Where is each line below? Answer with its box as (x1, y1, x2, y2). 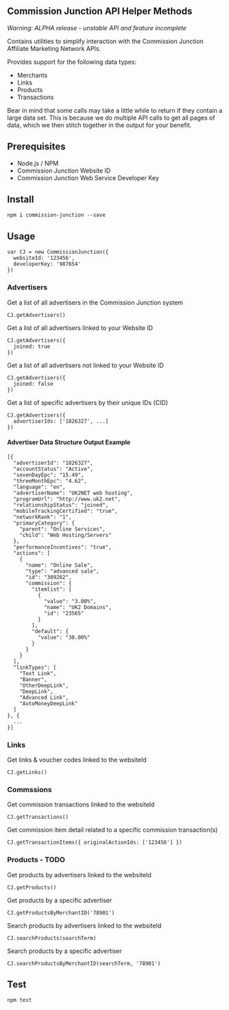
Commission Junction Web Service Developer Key (16, 173, 160, 182)
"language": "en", (13, 483, 67, 490)
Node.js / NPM (16, 159, 59, 167)
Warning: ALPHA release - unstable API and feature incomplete (7, 23, 187, 32)
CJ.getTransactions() (7, 814, 69, 821)
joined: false (13, 380, 53, 387)
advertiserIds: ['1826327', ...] (13, 417, 109, 425)
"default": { (32, 628, 69, 635)
